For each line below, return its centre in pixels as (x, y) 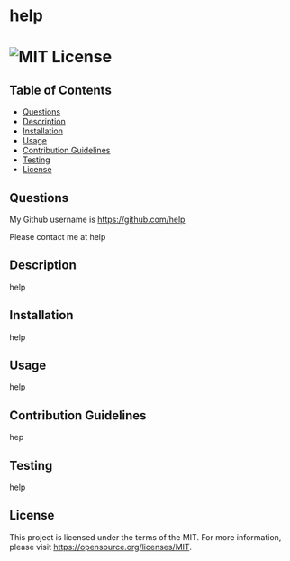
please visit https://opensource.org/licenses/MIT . (100, 547)
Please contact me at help (58, 237)
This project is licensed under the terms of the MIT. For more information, (145, 537)
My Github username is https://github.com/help (97, 219)
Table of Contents (61, 90)
